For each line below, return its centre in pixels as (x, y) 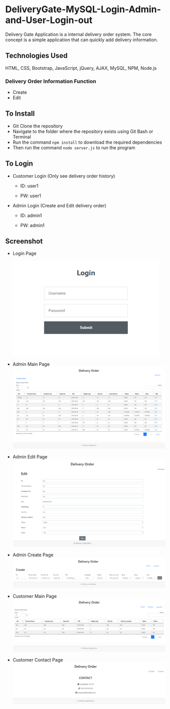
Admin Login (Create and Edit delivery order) (59, 205)
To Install (20, 114)
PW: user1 (31, 196)
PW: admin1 (32, 225)
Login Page (24, 254)
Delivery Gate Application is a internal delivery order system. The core (79, 34)
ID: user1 (29, 186)
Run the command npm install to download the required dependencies (87, 142)
